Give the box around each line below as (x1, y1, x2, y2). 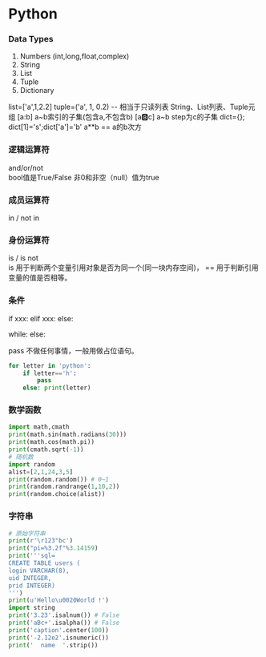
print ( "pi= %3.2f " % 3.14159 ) (8, 544, 99, 553)
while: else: (8, 329, 46, 339)
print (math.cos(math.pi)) (8, 438, 95, 446)
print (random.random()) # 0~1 (8, 475, 110, 483)
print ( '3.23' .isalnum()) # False (8, 611, 120, 619)
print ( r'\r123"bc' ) (8, 537, 74, 545)
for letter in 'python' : (8, 361, 91, 369)
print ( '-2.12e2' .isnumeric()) (8, 634, 110, 642)
